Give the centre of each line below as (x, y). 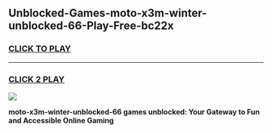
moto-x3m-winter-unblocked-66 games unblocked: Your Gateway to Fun (134, 111)
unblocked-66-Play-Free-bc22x (91, 26)
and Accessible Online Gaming (61, 120)
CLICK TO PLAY (40, 49)
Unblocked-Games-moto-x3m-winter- (108, 13)
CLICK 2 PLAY (36, 79)
